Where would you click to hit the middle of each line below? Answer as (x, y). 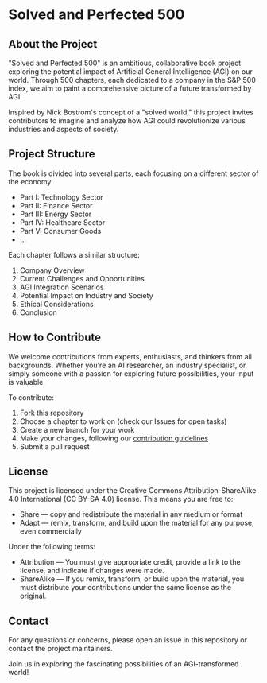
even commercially (50, 531)
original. (33, 596)
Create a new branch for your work (77, 429)
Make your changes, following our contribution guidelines (114, 438)
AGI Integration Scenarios (62, 287)
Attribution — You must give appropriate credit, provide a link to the (130, 562)
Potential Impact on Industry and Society (86, 295)
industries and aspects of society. (64, 129)
